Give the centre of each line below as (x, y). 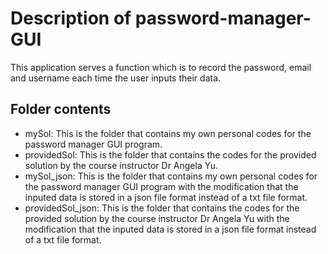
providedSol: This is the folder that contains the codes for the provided (170, 154)
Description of (71, 18)
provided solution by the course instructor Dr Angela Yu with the (157, 218)
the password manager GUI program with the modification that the (161, 186)
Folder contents (61, 109)
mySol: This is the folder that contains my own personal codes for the (168, 133)
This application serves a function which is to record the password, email (161, 67)
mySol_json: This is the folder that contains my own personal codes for (171, 176)
